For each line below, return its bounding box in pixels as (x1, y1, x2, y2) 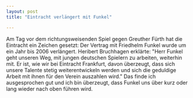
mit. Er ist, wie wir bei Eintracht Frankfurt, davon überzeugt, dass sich (6, 60, 175, 67)
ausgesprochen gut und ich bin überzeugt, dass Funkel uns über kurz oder (6, 79, 188, 86)
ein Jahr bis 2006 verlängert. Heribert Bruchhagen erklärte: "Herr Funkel (6, 48, 183, 55)
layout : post (6, 8, 38, 15)
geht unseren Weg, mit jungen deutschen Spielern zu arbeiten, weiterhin (6, 54, 182, 61)
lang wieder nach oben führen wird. (6, 85, 93, 92)
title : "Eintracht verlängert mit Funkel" (6, 14, 112, 20)
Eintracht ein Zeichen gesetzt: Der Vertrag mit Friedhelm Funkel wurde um (6, 42, 187, 49)
